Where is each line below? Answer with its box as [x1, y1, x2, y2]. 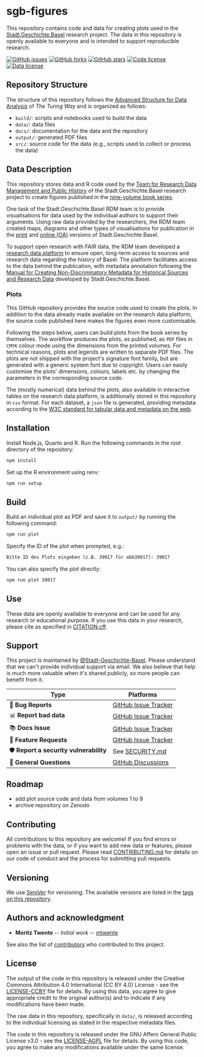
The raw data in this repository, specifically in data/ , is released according [6, 1012, 193, 1019]
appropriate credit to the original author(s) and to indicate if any [6, 994, 166, 1001]
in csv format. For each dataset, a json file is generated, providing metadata [6, 399, 196, 406]
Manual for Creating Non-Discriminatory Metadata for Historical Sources [6, 269, 189, 276]
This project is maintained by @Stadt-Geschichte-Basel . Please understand [6, 656, 196, 664]
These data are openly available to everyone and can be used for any [6, 610, 180, 617]
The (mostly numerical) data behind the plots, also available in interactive [6, 385, 190, 393]
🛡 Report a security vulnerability [9, 746, 107, 754]
